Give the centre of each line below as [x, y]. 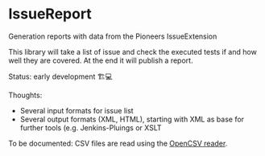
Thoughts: [25, 95]
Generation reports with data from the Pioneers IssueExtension [113, 36]
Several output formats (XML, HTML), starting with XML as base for [132, 119]
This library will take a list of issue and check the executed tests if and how [133, 51]
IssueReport [50, 14]
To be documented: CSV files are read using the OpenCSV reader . [118, 143]
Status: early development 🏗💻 [60, 76]
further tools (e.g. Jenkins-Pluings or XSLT [91, 127]
